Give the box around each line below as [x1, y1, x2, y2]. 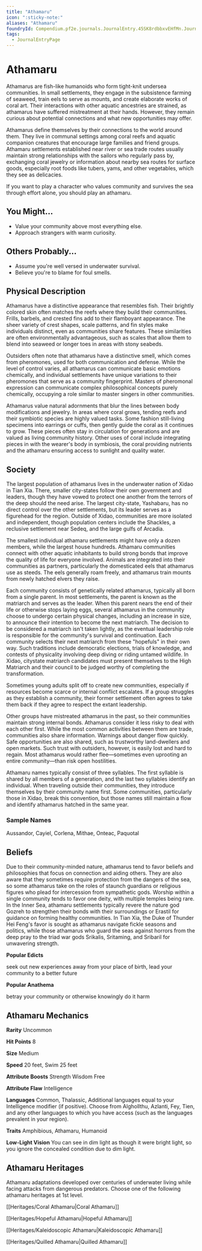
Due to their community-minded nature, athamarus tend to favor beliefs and [6, 863, 194, 871]
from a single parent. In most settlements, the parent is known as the [6, 594, 176, 601]
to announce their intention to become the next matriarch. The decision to [6, 619, 189, 626]
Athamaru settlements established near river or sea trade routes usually [6, 145, 184, 152]
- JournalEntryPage [11, 37, 61, 43]
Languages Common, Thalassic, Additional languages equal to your [6, 1096, 174, 1104]
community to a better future [6, 970, 78, 977]
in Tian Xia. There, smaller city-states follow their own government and [6, 487, 182, 494]
